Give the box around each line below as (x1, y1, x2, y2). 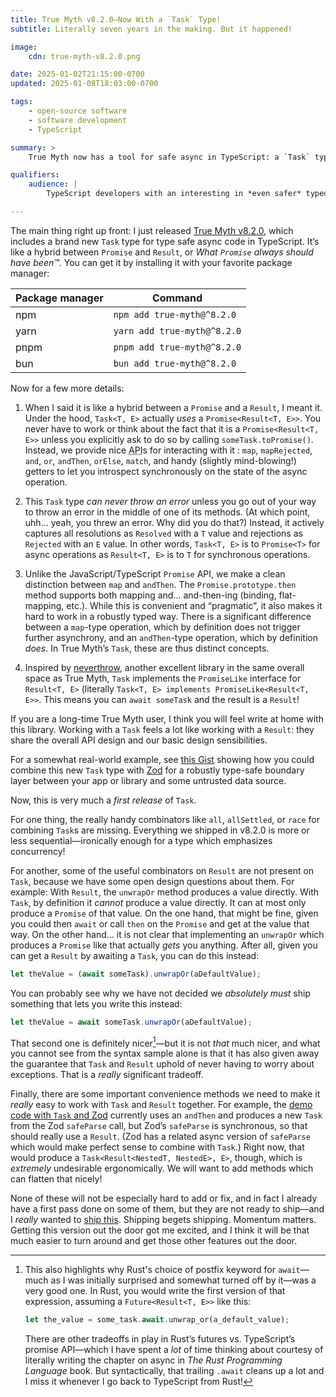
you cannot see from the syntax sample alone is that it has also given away (10, 1047, 320, 1060)
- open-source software (28, 106, 128, 116)
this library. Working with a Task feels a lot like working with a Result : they (10, 723, 315, 735)
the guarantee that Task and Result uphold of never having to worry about (10, 1058, 315, 1070)
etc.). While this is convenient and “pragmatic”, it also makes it (66, 599, 323, 611)
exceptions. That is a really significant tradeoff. (10, 1069, 204, 1081)
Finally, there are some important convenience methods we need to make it (10, 1088, 321, 1100)
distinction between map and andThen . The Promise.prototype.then (24, 578, 297, 590)
